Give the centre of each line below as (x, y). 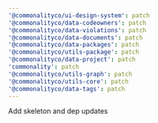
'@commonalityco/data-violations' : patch (77, 30)
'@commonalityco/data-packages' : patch (74, 45)
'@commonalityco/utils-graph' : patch (70, 74)
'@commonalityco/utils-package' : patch (74, 52)
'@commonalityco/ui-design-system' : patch (79, 15)
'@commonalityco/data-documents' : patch (76, 37)
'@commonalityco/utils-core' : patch (68, 81)
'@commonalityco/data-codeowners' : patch (77, 23)
